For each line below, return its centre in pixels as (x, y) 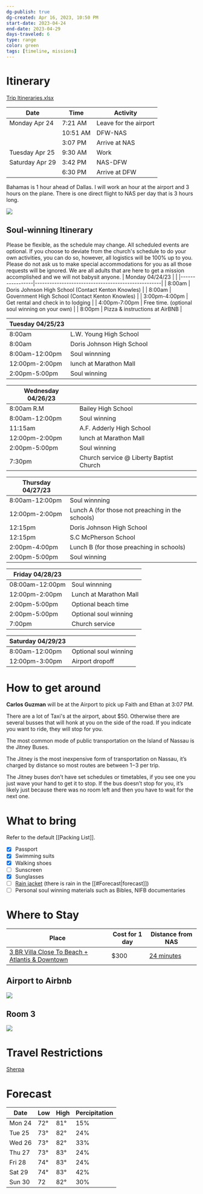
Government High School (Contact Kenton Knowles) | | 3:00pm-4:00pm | (97, 296)
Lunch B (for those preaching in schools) (128, 547)
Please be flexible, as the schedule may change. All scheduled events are (98, 245)
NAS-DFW (112, 162)
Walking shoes (33, 863)
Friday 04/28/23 (37, 574)
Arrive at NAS (116, 143)
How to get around (53, 688)
